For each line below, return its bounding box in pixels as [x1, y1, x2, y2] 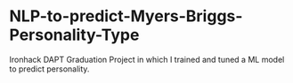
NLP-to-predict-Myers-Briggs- [9, 6, 243, 26]
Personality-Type [9, 25, 140, 45]
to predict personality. [9, 64, 90, 74]
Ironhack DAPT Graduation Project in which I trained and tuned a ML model [9, 54, 285, 64]
